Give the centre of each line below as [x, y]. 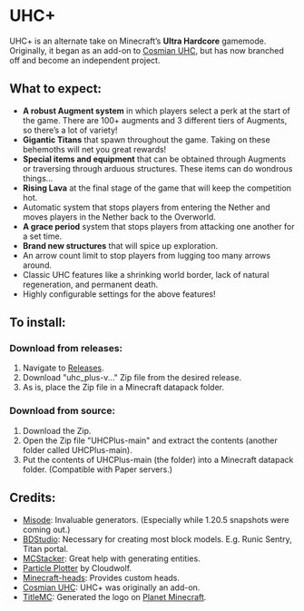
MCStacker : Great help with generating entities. [112, 558]
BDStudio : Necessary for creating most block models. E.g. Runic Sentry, [157, 539]
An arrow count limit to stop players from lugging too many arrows [146, 255]
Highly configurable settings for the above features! [119, 294]
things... [38, 178]
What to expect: [56, 89]
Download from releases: [66, 349]
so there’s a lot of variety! [70, 130]
